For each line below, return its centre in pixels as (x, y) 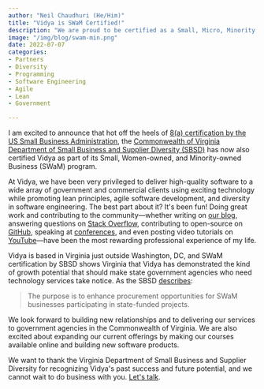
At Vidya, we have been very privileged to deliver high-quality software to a (131, 181)
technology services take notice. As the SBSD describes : (100, 281)
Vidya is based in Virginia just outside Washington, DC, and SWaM (115, 256)
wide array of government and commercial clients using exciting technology (131, 190)
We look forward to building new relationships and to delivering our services (132, 320)
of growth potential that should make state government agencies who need (130, 272)
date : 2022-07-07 (37, 45)
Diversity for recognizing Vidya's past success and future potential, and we (130, 368)
